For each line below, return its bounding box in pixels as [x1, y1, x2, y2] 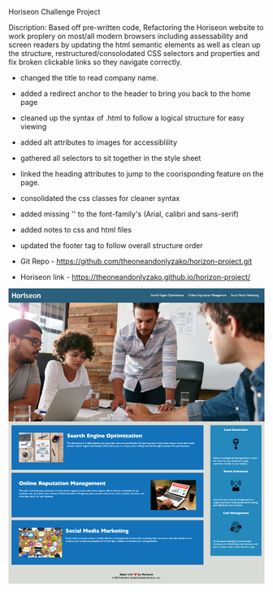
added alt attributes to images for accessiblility [19, 137, 177, 147]
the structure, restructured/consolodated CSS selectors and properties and [8, 49, 260, 58]
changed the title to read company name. [19, 73, 158, 82]
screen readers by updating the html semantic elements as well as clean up [8, 40, 262, 50]
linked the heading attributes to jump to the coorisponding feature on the [19, 169, 264, 178]
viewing [19, 122, 47, 131]
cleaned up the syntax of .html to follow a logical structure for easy [19, 113, 245, 123]
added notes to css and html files [19, 225, 132, 234]
